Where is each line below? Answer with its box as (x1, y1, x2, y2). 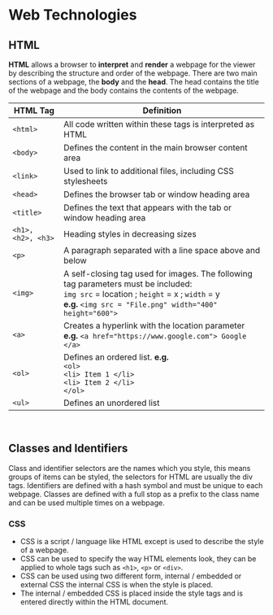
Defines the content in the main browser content (63, 142, 248, 153)
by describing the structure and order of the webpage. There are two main (8, 68, 258, 78)
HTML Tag (13, 105, 55, 116)
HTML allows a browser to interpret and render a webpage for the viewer (8, 59, 256, 69)
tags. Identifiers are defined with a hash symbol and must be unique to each (8, 480, 263, 490)
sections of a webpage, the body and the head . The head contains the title (8, 77, 260, 86)
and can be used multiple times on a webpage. (8, 498, 165, 508)
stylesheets (63, 176, 108, 186)
